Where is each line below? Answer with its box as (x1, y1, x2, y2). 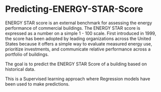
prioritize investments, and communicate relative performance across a (5, 46, 151, 52)
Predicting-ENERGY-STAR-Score (5, 3, 144, 15)
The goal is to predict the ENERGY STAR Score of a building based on (5, 61, 147, 67)
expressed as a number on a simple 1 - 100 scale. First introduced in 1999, (5, 30, 157, 36)
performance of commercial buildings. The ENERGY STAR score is (5, 25, 140, 31)
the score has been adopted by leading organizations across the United (5, 36, 151, 42)
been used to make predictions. (5, 81, 70, 87)
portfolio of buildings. (5, 51, 49, 57)
